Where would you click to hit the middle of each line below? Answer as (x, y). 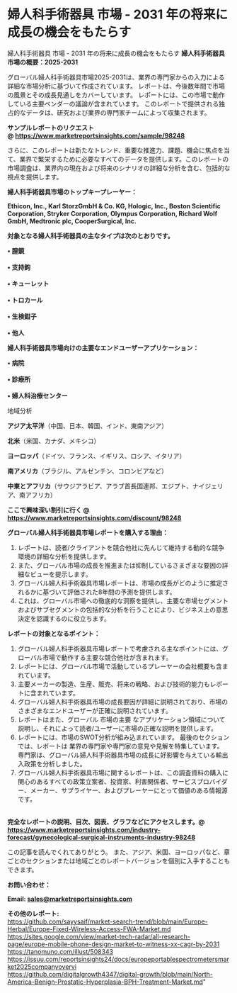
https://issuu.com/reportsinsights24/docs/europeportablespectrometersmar (118, 959)
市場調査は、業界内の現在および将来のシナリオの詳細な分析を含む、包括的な (119, 168)
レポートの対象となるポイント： (54, 633)
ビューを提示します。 (61, 574)
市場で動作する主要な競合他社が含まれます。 (107, 657)
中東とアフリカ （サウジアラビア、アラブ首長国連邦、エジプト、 (100, 486)
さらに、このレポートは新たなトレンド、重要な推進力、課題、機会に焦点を (116, 150)
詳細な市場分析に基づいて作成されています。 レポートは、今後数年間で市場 (116, 86)
